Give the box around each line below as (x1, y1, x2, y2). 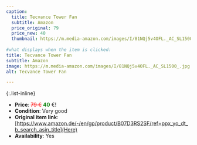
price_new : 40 (11, 31, 46, 36)
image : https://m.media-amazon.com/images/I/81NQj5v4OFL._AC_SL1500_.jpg (6, 63, 191, 69)
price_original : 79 (11, 25, 59, 31)
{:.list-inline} (6, 90, 36, 97)
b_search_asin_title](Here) (14, 126, 78, 133)
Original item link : (14, 114, 59, 121)
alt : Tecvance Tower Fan (6, 69, 67, 75)
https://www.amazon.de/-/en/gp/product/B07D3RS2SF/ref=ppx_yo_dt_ (16, 120, 189, 127)
